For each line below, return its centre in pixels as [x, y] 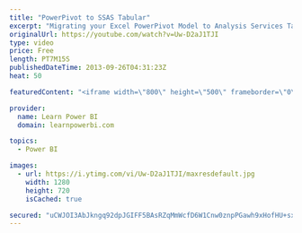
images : [24, 166]
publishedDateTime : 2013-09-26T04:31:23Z [88, 68]
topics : [24, 141]
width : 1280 [48, 182]
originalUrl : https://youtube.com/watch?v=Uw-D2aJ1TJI [114, 34]
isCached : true [54, 199]
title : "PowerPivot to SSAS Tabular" [80, 17]
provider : [28, 108]
